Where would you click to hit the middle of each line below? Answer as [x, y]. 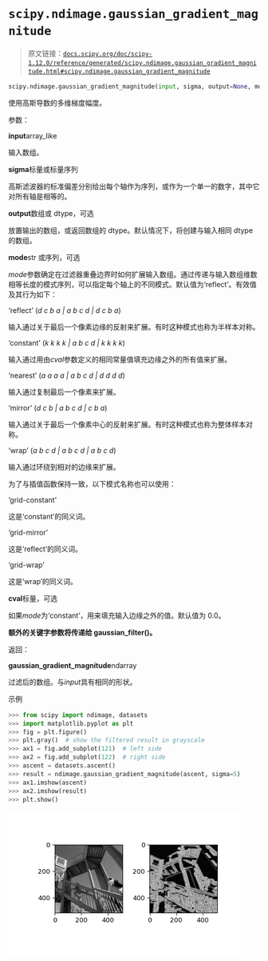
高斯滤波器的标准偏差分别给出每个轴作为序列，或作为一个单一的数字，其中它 [134, 186]
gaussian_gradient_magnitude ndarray [73, 665]
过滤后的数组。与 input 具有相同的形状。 [73, 682]
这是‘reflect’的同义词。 [45, 549]
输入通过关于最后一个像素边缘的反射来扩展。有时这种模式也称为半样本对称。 [134, 326]
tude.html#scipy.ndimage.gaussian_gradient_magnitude [119, 71]
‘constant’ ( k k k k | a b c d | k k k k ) [67, 342]
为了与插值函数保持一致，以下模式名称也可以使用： [92, 483]
